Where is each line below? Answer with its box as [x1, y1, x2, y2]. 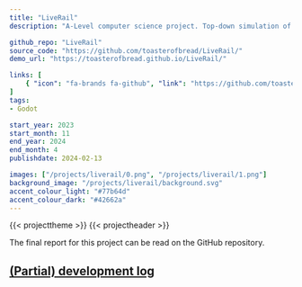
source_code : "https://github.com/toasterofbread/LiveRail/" [9, 46, 244, 55]
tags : [9, 95, 30, 104]
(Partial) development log [9, 263, 155, 279]
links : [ [9, 71, 42, 80]
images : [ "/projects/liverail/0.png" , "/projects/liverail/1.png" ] [9, 170, 268, 179]
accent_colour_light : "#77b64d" [9, 186, 130, 196]
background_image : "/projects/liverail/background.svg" [9, 178, 223, 187]
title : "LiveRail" [9, 13, 78, 22]
